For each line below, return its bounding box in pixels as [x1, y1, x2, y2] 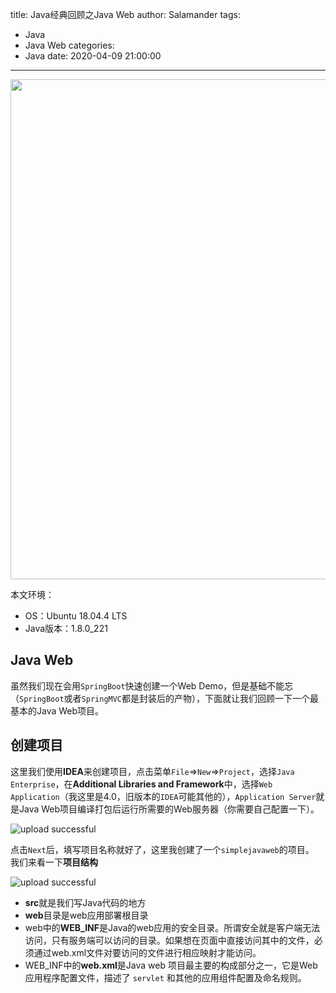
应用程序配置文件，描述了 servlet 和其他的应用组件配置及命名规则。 [24, 971, 307, 983]
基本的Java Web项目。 [10, 704, 105, 717]
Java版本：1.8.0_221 [24, 623, 108, 634]
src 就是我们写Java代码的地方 [24, 896, 147, 908]
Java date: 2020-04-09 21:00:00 [24, 50, 162, 62]
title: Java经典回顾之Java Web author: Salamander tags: [10, 9, 241, 20]
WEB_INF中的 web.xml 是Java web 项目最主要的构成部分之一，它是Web [24, 959, 318, 971]
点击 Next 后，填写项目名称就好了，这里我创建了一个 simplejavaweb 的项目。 [10, 843, 315, 855]
